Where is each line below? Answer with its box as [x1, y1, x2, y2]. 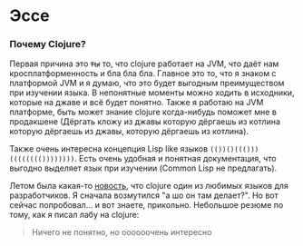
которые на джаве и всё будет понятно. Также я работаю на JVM [9, 97, 264, 108]
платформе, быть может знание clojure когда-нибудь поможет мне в [9, 106, 277, 118]
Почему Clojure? [9, 38, 86, 51]
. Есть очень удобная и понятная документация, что [73, 153, 277, 164]
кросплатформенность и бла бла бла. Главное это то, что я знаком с [9, 68, 277, 79]
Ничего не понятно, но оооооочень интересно [31, 227, 212, 238]
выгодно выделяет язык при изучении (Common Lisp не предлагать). [9, 162, 278, 173]
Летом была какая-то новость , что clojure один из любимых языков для [9, 181, 288, 192]
